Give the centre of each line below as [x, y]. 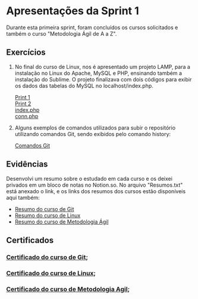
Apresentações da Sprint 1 [73, 11]
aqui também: [23, 197]
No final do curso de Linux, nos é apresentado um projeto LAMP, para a [102, 67]
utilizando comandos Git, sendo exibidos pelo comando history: [93, 134]
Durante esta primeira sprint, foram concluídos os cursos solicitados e [92, 27]
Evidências [27, 164]
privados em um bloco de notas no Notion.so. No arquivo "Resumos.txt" [95, 185]
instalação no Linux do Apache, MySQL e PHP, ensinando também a [98, 73]
